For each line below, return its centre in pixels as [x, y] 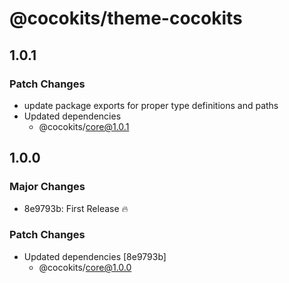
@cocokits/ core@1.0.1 [84, 126]
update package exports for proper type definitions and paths [151, 105]
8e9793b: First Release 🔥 [76, 208]
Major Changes [47, 187]
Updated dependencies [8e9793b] [95, 256]
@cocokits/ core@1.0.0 [85, 267]
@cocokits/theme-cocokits [126, 18]
